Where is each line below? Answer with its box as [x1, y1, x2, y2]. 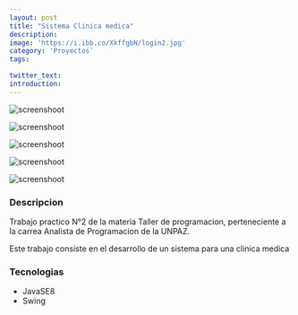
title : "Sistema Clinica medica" [9, 22, 134, 31]
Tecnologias [9, 266, 64, 278]
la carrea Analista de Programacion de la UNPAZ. [9, 226, 191, 237]
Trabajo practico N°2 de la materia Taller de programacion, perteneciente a [9, 216, 286, 227]
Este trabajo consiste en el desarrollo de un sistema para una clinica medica [9, 243, 290, 254]
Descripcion [9, 196, 64, 208]
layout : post [9, 13, 58, 22]
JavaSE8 [21, 286, 55, 297]
